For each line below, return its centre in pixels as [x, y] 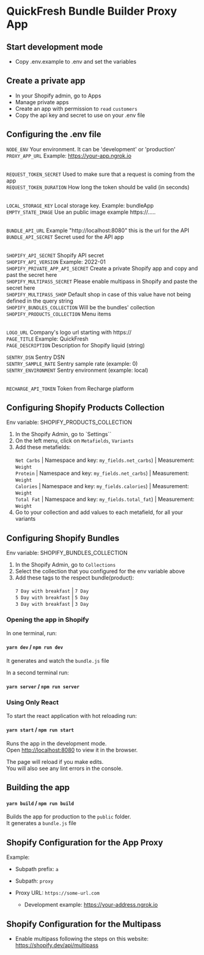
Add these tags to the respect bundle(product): [75, 578]
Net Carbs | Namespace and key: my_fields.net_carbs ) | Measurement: [105, 460]
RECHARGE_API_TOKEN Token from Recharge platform [70, 388]
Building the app [38, 787]
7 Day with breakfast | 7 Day [52, 591]
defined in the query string [40, 301]
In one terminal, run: [31, 633]
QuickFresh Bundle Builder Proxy [92, 11]
